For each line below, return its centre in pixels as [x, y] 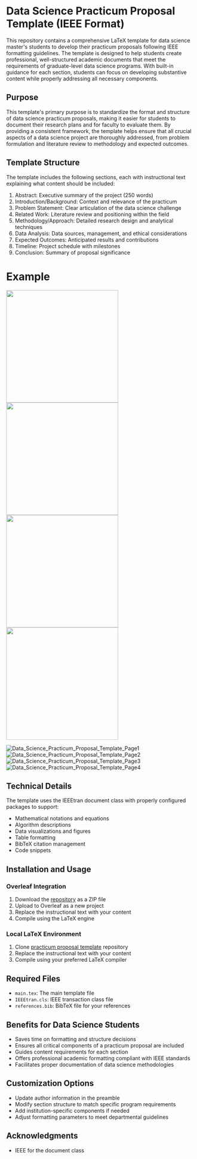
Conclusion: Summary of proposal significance [72, 252]
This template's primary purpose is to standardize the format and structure [98, 112]
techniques [29, 227]
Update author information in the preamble [67, 1098]
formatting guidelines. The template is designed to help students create [94, 53]
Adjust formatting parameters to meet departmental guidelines [92, 1117]
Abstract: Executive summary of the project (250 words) [84, 195]
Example [28, 276]
